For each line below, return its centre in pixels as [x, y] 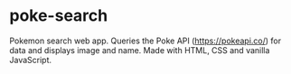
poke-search [59, 16]
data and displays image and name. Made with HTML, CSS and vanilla [140, 50]
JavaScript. [31, 60]
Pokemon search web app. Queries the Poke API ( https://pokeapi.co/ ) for [145, 41]
